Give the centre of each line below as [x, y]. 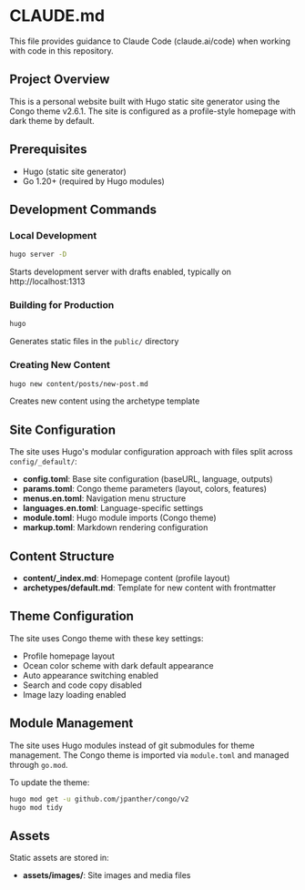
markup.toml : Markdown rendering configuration [115, 527]
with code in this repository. [61, 50]
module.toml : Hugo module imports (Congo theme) [119, 518]
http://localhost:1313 [47, 281]
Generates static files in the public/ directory [94, 342]
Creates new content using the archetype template [105, 401]
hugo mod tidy [36, 807]
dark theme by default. [52, 120]
